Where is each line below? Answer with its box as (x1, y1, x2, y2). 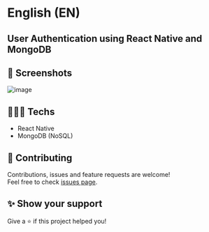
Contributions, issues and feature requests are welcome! (7, 171, 171, 179)
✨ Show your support (7, 198, 103, 210)
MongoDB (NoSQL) (17, 132, 73, 140)
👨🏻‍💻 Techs (7, 106, 55, 118)
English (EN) (7, 5, 80, 21)
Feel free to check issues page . (7, 178, 98, 186)
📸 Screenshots (7, 67, 73, 79)
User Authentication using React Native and (7, 33, 203, 45)
